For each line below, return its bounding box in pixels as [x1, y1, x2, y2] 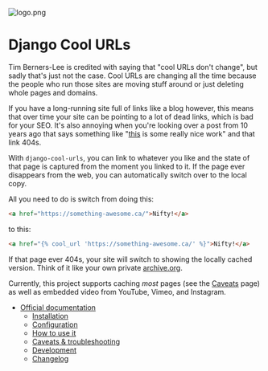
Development [31, 345, 76, 355]
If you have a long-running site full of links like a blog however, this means [8, 103, 254, 112]
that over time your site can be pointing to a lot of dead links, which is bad [8, 112, 254, 121]
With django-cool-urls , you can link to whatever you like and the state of [8, 153, 250, 162]
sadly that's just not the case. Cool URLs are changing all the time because [8, 71, 257, 80]
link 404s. [8, 137, 42, 147]
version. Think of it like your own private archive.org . [8, 263, 183, 272]
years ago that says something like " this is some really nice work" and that [8, 128, 255, 138]
